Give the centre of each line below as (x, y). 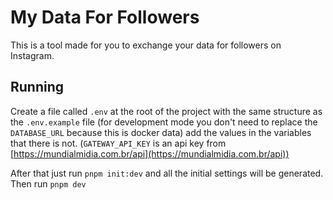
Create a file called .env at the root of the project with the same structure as (166, 111)
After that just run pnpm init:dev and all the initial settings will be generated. (167, 173)
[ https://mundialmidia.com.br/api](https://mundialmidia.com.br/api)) (150, 153)
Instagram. (32, 55)
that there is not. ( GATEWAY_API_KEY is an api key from (118, 143)
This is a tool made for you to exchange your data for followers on (146, 45)
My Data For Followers (105, 17)
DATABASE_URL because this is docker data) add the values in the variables (161, 132)
